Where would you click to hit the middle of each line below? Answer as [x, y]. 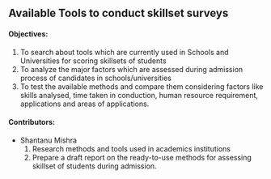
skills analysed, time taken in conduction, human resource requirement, [139, 95]
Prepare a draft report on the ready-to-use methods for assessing [142, 157]
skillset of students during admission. [94, 166]
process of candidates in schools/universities [95, 78]
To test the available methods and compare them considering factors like [142, 86]
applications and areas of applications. [85, 104]
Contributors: [32, 122]
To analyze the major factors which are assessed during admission [131, 69]
